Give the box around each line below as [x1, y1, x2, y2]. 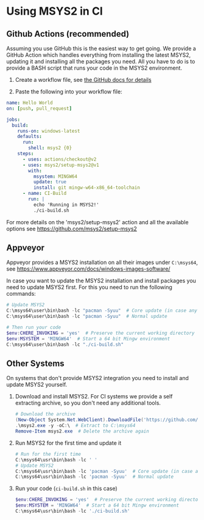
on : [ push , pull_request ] [6, 105, 72, 111]
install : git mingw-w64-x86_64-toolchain [33, 185, 140, 191]
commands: [6, 290, 37, 298]
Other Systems [6, 358, 65, 368]
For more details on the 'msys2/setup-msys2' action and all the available [6, 218, 189, 225]
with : [28, 167, 43, 174]
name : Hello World [6, 100, 53, 106]
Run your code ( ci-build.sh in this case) [15, 485, 118, 493]
